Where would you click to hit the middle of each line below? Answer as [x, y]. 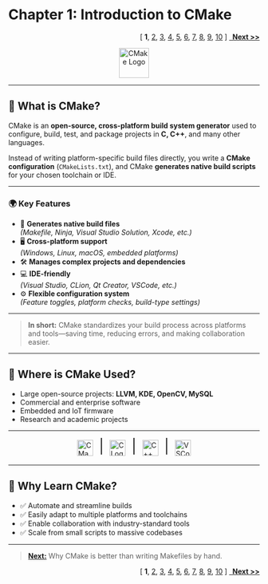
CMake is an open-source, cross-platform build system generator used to [132, 125]
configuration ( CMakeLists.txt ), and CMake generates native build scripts [132, 166]
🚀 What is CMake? [55, 107]
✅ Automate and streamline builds [76, 505]
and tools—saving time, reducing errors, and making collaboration [136, 333]
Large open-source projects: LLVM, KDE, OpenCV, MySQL [116, 393]
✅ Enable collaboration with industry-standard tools [104, 523]
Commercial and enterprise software [80, 402]
